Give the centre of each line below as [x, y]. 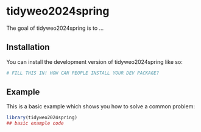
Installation [28, 47]
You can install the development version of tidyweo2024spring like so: [94, 61]
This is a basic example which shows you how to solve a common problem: [100, 106]
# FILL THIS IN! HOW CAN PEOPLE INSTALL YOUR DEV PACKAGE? [83, 73]
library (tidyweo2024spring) [42, 118]
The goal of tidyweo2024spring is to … [55, 28]
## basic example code [35, 123]
